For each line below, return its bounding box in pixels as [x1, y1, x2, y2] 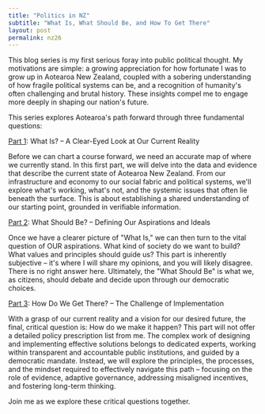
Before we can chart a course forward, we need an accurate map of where [8, 152, 252, 161]
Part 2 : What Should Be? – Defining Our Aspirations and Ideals [8, 218, 211, 227]
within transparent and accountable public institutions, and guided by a [8, 348, 240, 357]
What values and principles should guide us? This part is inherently [8, 250, 227, 260]
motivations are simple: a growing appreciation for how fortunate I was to [8, 64, 247, 74]
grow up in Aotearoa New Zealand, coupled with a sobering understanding [8, 72, 252, 82]
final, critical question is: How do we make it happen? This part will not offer [8, 322, 256, 332]
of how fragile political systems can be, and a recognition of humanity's [8, 81, 241, 90]
